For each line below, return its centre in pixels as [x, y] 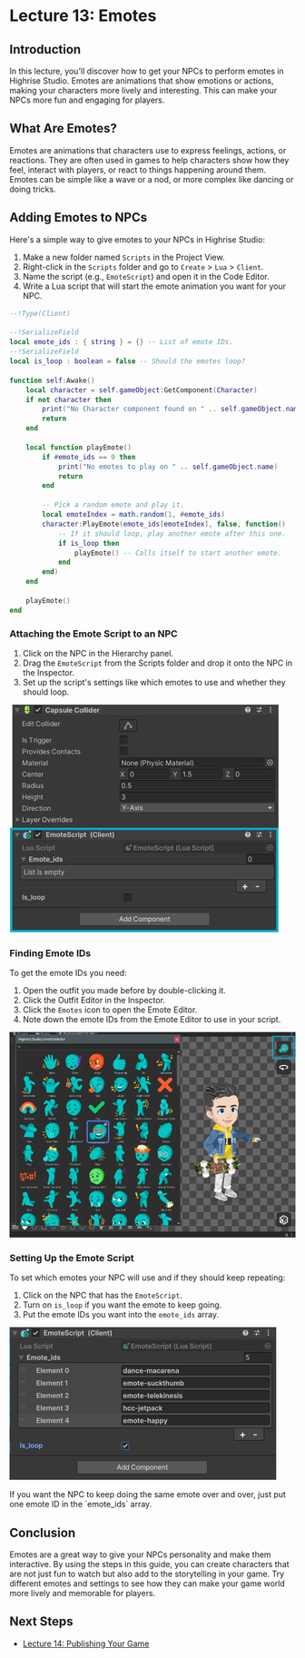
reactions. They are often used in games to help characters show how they [149, 160]
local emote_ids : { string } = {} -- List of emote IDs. [121, 342]
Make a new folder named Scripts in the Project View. [123, 257]
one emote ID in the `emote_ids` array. [81, 1505]
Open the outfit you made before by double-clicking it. [124, 991]
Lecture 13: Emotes [83, 16]
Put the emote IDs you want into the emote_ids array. [121, 1315]
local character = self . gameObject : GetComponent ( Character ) [142, 390]
